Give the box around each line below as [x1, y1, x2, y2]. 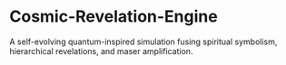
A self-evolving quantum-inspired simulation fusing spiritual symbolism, [9, 36, 278, 47]
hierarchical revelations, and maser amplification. [9, 45, 193, 56]
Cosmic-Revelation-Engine [9, 6, 218, 27]
